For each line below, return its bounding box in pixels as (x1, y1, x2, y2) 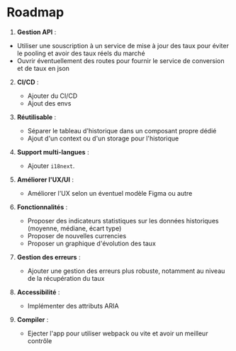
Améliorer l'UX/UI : (16, 175, 74, 184)
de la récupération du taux (27, 274, 105, 282)
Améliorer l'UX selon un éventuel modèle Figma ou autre (27, 189, 193, 197)
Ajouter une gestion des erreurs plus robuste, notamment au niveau (27, 267, 225, 275)
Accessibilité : (16, 288, 60, 296)
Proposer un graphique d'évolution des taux (27, 239, 157, 247)
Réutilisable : (16, 113, 57, 121)
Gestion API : (16, 28, 57, 36)
